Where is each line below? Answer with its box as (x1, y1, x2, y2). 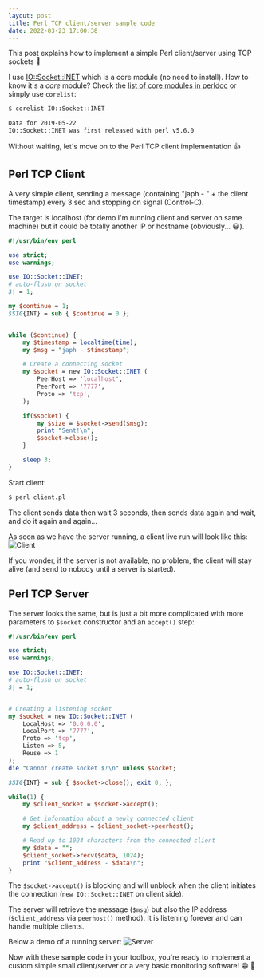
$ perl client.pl (8, 493, 66, 501)
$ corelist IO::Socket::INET (8, 105, 105, 113)
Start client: (8, 477, 46, 487)
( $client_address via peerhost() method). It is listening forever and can (8, 913, 242, 923)
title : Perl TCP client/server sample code (8, 19, 156, 27)
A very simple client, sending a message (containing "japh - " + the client (8, 188, 249, 198)
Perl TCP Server (8, 588, 89, 601)
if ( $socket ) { (22, 412, 69, 420)
